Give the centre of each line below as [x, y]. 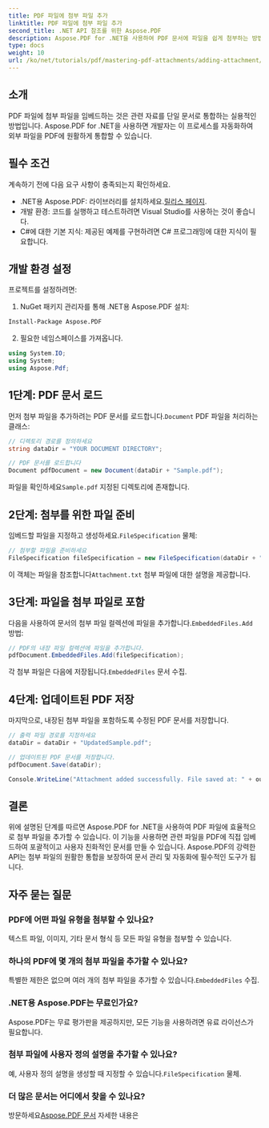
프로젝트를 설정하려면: [43, 290]
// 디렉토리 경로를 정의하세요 [50, 441]
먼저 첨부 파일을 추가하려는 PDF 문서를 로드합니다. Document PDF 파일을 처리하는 [133, 416]
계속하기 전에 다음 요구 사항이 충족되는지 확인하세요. [89, 184]
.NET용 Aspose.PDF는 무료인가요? [73, 1003]
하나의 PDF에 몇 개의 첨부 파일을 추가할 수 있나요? [98, 961]
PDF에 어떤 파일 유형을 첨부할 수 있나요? [81, 920]
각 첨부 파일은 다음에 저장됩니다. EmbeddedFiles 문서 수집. [98, 672]
